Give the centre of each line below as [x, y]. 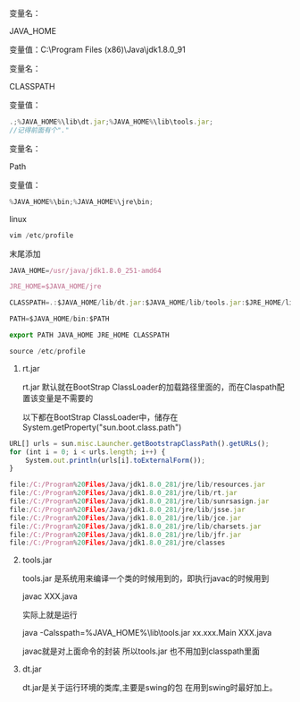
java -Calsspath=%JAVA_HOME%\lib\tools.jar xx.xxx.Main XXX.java [147, 633]
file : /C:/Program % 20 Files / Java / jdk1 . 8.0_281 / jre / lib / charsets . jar [135, 526]
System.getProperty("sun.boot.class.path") [102, 427]
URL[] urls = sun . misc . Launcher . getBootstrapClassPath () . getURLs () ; [139, 443]
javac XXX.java [50, 596]
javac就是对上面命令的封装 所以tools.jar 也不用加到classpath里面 [141, 651]
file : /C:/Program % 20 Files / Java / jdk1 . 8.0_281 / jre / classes [117, 543]
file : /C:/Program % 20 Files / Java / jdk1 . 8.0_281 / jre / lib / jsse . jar [127, 509]
